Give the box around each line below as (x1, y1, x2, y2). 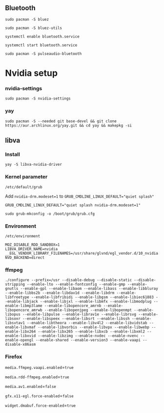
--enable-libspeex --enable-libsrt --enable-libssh (22, 316, 130, 321)
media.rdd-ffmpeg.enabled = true (5, 374, 69, 380)
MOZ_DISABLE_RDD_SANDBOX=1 (5, 242, 60, 247)
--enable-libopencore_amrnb (44, 304, 102, 309)
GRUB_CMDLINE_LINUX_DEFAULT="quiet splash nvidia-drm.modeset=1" (5, 203, 141, 207)
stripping (5, 282, 25, 287)
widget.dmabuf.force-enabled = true (5, 402, 76, 409)
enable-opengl (5, 338, 34, 343)
